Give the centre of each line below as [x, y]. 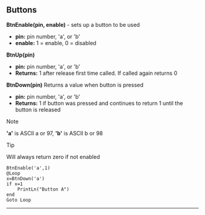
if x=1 [15, 184]
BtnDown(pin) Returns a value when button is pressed [75, 85]
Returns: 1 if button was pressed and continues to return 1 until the [99, 103]
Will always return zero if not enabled [53, 157]
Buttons [22, 10]
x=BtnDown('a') [26, 178]
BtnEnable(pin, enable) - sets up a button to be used [73, 24]
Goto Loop [19, 200]
